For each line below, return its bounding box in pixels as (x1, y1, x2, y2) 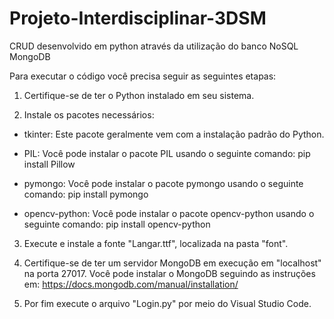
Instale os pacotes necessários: (23, 108, 155, 121)
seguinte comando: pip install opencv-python (23, 218, 211, 230)
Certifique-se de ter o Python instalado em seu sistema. (23, 89, 255, 101)
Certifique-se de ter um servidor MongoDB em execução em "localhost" (23, 257, 322, 269)
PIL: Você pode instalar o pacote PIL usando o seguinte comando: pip (23, 147, 311, 159)
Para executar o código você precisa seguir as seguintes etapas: (9, 70, 277, 82)
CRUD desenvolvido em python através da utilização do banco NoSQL (9, 40, 299, 52)
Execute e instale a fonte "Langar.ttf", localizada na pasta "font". (23, 237, 289, 249)
